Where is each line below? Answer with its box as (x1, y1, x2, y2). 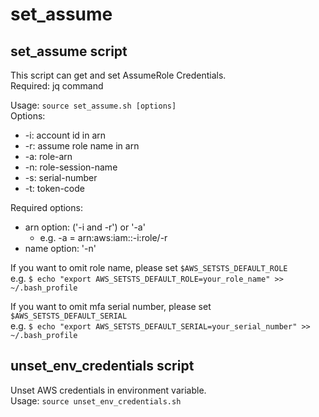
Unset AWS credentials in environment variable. (10, 384, 207, 396)
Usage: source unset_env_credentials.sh (10, 394, 182, 407)
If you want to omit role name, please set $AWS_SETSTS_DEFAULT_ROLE (10, 262, 288, 273)
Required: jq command (10, 80, 104, 92)
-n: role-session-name (24, 161, 118, 173)
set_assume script (10, 43, 128, 60)
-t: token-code (24, 183, 85, 194)
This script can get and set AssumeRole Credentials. (10, 69, 227, 81)
